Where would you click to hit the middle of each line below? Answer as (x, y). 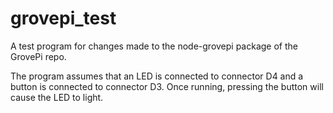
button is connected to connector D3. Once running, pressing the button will (167, 86)
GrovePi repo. (38, 56)
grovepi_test (63, 18)
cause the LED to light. (57, 97)
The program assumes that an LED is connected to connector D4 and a (157, 76)
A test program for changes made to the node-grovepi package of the (154, 46)
